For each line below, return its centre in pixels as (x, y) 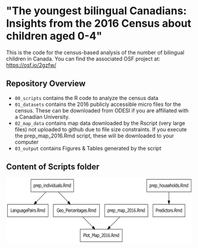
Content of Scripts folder (53, 167)
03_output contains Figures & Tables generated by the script (88, 148)
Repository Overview (46, 84)
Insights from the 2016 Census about (99, 23)
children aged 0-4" (54, 36)
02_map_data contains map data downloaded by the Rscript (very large (100, 123)
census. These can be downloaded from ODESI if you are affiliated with (102, 110)
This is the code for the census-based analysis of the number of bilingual (95, 52)
